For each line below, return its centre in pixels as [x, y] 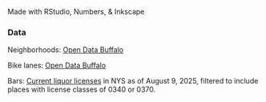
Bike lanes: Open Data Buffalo [56, 65]
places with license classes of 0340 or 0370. [82, 90]
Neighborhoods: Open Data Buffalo [66, 50]
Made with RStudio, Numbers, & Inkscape [76, 12]
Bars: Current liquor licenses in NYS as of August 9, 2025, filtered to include [133, 81]
